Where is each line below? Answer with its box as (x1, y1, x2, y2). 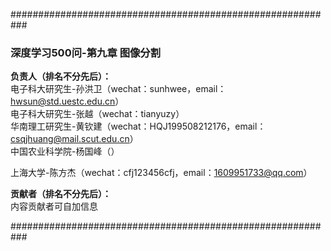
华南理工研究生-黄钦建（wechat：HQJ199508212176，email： (10, 120, 267, 133)
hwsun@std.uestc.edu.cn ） (10, 95, 125, 108)
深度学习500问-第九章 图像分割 (10, 45, 162, 59)
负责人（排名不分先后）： (10, 70, 112, 83)
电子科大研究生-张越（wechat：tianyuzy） (10, 108, 185, 120)
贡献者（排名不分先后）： (10, 188, 112, 200)
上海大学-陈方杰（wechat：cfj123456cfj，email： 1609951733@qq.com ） (10, 167, 313, 179)
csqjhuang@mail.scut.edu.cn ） (10, 133, 139, 145)
